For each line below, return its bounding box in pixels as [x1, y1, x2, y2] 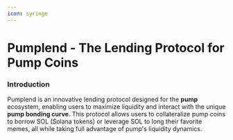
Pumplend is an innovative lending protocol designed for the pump [7, 95, 198, 104]
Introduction [7, 79, 50, 89]
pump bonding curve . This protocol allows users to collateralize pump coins [7, 110, 226, 119]
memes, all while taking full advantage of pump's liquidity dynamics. [7, 125, 202, 133]
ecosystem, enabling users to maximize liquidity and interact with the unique [7, 103, 226, 111]
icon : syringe [7, 10, 49, 17]
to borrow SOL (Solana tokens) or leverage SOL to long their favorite [7, 117, 202, 125]
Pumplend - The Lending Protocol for [7, 40, 225, 55]
